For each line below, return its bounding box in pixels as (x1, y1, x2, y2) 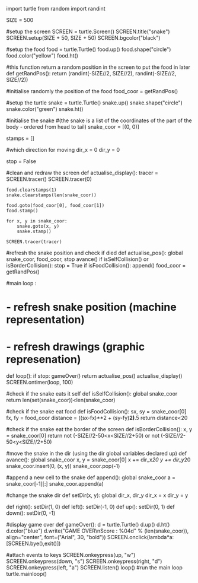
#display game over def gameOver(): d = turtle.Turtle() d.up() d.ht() (6, 521, 170, 528)
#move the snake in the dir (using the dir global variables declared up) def (6, 450, 187, 457)
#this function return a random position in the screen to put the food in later (6, 63, 191, 71)
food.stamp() (6, 208, 39, 214)
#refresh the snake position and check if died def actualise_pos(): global (6, 249, 183, 256)
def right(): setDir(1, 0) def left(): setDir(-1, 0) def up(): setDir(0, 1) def (6, 504, 175, 511)
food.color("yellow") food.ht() (6, 52, 79, 59)
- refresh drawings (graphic (6, 340, 145, 353)
